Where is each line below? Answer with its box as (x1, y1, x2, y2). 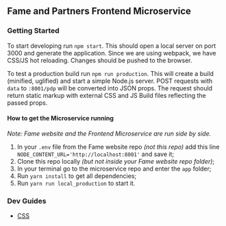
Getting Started (7, 26, 60, 36)
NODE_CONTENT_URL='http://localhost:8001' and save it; (16, 150, 175, 158)
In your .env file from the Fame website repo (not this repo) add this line (16, 142, 220, 151)
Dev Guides (7, 196, 47, 205)
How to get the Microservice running (7, 114, 114, 123)
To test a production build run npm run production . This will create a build (7, 69, 214, 77)
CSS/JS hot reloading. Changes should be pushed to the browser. (7, 56, 192, 64)
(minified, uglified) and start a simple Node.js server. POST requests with (7, 77, 213, 85)
